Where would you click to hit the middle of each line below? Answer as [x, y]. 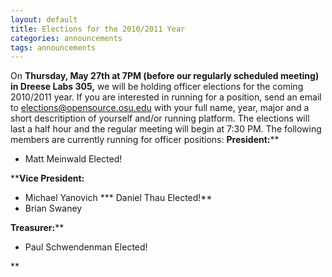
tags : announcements [53, 47]
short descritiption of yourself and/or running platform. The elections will [160, 118]
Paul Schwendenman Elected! [86, 247]
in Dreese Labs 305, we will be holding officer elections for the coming [157, 87]
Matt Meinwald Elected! [73, 159]
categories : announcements [66, 38]
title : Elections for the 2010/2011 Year [98, 29]
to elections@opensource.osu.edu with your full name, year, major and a [160, 108]
